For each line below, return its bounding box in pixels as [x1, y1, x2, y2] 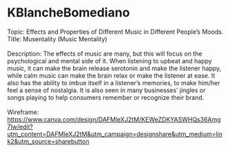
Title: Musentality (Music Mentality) [7, 34, 108, 43]
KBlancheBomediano [7, 5, 130, 21]
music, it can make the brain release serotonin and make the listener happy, [7, 64, 222, 72]
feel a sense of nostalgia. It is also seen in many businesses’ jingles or [7, 86, 206, 94]
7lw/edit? [7, 122, 33, 131]
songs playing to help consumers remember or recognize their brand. [7, 93, 205, 101]
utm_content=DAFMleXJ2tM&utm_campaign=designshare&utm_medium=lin [7, 129, 222, 138]
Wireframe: [7, 108, 39, 116]
